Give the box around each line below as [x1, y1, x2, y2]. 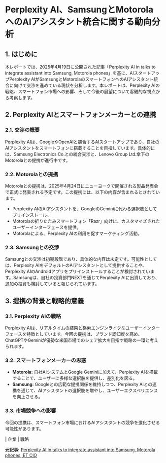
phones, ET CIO [5, 452, 37, 458]
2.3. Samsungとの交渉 [5, 244, 59, 251]
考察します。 [9, 95, 35, 101]
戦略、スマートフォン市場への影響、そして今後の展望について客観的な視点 [5, 89, 156, 94]
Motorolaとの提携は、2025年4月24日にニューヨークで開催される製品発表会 [5, 183, 159, 189]
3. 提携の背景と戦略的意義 [5, 297, 84, 305]
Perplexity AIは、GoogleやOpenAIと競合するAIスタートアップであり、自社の [5, 139, 160, 145]
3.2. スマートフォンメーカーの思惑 [5, 357, 86, 364]
